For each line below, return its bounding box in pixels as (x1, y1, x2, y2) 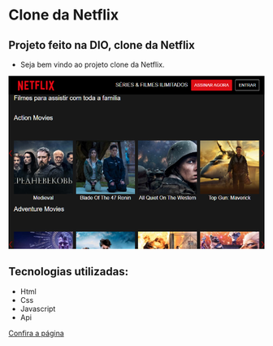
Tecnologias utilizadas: (8, 265, 128, 278)
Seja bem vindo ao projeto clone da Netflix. (19, 59, 165, 69)
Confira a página (8, 328, 65, 338)
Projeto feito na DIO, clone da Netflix (8, 38, 195, 52)
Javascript (19, 304, 56, 313)
